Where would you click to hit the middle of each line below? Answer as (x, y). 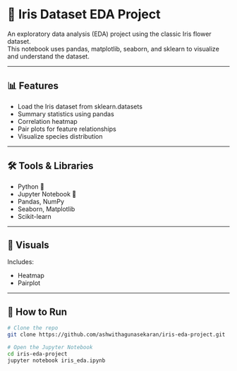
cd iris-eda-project (38, 354)
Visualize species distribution (60, 136)
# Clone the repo (33, 328)
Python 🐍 (31, 187)
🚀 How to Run (37, 312)
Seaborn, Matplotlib (46, 209)
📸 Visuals (28, 245)
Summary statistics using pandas (66, 114)
